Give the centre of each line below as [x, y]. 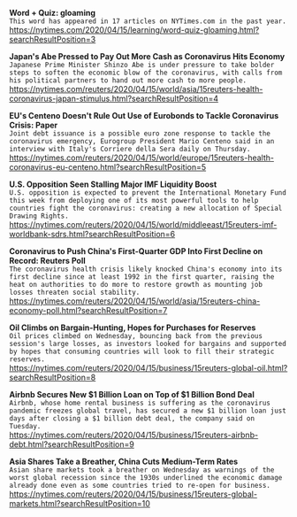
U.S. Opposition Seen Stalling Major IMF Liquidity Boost [113, 184]
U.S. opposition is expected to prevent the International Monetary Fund [148, 193]
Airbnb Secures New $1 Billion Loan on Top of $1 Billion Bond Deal [132, 394]
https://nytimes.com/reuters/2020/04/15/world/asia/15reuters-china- [135, 301]
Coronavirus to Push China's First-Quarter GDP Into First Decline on [136, 251]
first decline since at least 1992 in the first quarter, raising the [142, 277]
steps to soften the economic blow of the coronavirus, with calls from [146, 73]
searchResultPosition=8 [53, 377]
